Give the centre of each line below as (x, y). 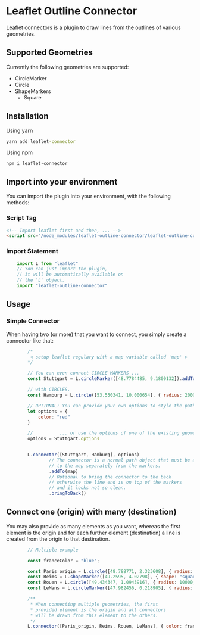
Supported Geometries (50, 53)
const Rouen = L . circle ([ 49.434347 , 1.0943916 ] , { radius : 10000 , (112, 583)
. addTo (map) (63, 471)
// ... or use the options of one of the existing (104, 433)
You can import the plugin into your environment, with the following (89, 196)
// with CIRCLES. (49, 390)
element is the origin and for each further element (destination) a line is (93, 533)
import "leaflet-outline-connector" (62, 286)
